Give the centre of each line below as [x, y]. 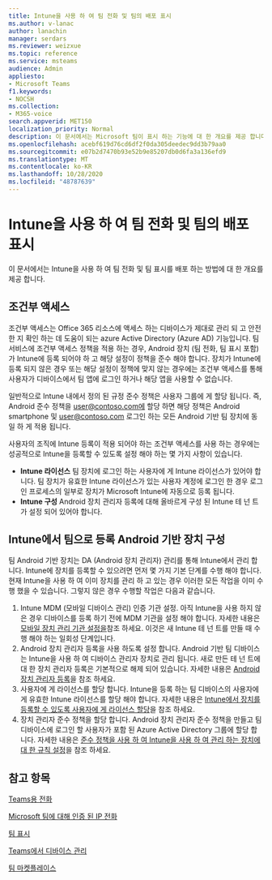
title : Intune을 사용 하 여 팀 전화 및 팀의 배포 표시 [90, 16]
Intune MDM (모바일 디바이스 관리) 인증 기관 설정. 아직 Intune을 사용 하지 [136, 608]
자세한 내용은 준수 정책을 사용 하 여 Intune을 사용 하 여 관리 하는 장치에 [149, 740]
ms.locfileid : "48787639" [52, 182]
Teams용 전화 [30, 799]
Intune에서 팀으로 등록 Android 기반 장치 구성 [117, 540]
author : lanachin [38, 31]
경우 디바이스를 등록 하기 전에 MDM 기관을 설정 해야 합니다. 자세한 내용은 [144, 618]
